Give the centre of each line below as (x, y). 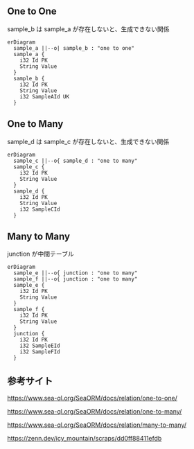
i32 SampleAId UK (45, 96)
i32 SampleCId (40, 209)
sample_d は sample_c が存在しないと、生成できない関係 (88, 141)
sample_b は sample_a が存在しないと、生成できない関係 (88, 29)
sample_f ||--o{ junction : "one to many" (76, 279)
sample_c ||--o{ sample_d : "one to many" (76, 161)
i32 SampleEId (40, 346)
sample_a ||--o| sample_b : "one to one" (74, 48)
